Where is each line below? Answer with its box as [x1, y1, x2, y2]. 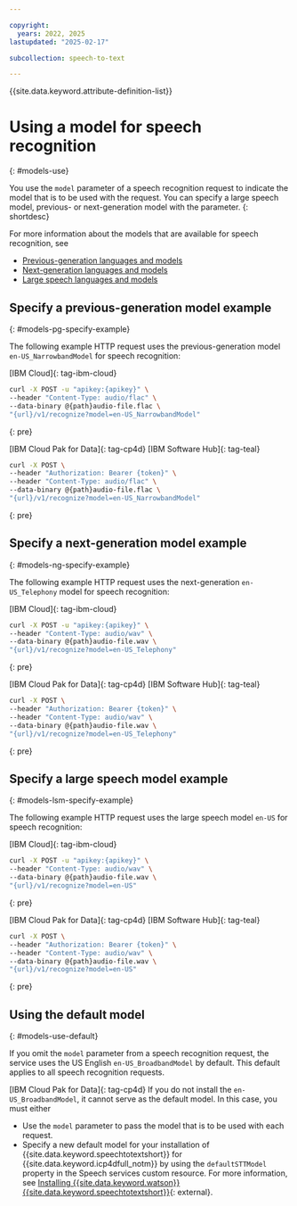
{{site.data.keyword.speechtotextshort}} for [21, 1149, 182, 1160]
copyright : [9, 21, 50, 29]
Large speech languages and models [21, 274, 158, 285]
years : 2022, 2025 [17, 29, 86, 38]
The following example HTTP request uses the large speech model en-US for [9, 813, 288, 823]
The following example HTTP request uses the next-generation [9, 576, 240, 587]
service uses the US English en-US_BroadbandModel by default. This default [9, 1058, 280, 1069]
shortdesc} [9, 211, 50, 222]
